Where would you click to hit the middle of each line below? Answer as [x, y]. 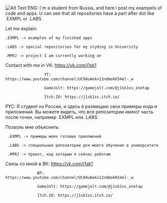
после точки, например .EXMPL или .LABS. [52, 117]
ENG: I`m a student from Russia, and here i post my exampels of [95, 8]
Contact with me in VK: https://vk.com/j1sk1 [51, 65]
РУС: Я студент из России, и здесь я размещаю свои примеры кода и [81, 106]
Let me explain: [21, 29]
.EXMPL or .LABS [23, 19]
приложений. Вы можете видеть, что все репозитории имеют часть [79, 112]
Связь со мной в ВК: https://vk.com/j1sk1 [49, 164]
